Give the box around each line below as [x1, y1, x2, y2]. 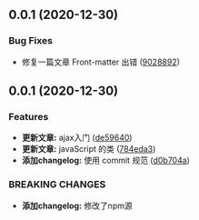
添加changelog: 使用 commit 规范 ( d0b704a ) [21, 155, 190, 166]
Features [8, 111, 49, 123]
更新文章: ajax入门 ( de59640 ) [21, 132, 133, 144]
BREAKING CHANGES [8, 178, 106, 191]
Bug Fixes [8, 35, 54, 47]
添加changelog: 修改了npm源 [21, 200, 133, 211]
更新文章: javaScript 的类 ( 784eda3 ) [21, 144, 156, 155]
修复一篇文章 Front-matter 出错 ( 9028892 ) [21, 56, 181, 67]
